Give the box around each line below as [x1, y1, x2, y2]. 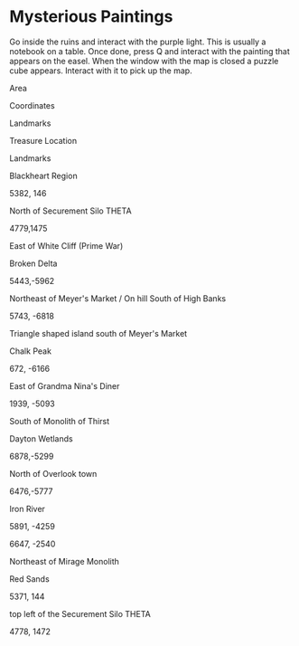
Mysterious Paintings [9, 6, 173, 27]
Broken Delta [9, 258, 58, 269]
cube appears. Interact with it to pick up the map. [9, 65, 192, 76]
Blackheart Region [9, 170, 79, 181]
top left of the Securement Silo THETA [9, 608, 151, 619]
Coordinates [9, 100, 56, 110]
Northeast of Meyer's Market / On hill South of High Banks [9, 292, 227, 304]
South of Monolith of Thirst [9, 415, 110, 426]
